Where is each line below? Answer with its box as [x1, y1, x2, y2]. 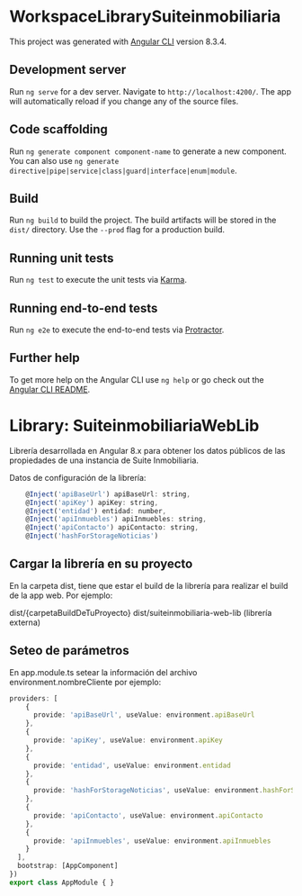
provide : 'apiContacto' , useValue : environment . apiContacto [32, 810, 263, 820]
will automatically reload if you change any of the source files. [9, 95, 239, 106]
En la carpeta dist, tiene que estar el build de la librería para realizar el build [9, 580, 289, 591]
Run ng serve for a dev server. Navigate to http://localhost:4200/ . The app [9, 86, 292, 96]
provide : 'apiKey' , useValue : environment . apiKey [32, 736, 223, 745]
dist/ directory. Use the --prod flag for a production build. [9, 224, 225, 235]
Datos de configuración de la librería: [9, 472, 147, 483]
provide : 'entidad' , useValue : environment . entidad [32, 761, 231, 770]
